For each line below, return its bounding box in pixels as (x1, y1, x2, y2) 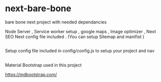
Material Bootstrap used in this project (5, 62, 82, 68)
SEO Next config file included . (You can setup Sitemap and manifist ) (5, 34, 145, 40)
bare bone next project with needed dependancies (5, 19, 107, 25)
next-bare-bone (5, 3, 72, 14)
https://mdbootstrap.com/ (5, 71, 57, 77)
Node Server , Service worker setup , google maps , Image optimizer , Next (5, 28, 156, 34)
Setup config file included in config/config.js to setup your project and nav (5, 48, 155, 54)
